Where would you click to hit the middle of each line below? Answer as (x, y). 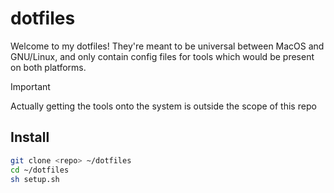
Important (30, 86)
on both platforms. (48, 67)
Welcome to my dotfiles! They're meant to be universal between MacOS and (167, 46)
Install (30, 137)
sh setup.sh (35, 179)
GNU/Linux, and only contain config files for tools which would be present (162, 56)
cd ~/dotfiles (40, 170)
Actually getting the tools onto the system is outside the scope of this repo (163, 106)
